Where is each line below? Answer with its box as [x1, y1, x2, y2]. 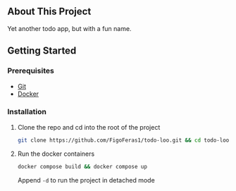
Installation [7, 107, 47, 117]
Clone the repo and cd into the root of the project [17, 123, 161, 131]
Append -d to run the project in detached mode [17, 175, 155, 184]
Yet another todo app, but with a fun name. [7, 24, 132, 32]
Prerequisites [7, 66, 54, 76]
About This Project [7, 6, 92, 18]
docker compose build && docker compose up [17, 163, 148, 170]
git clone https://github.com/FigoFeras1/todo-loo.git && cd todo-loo [17, 137, 230, 144]
